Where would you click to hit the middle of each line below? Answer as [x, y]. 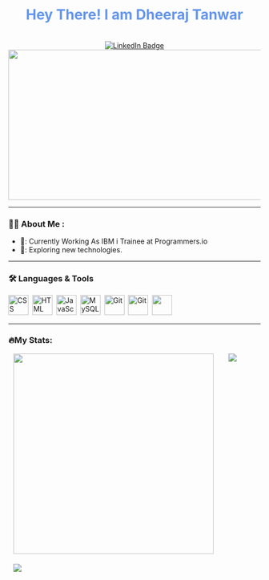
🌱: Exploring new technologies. [71, 250]
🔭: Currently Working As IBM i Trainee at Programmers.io [114, 241]
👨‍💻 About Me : [37, 224]
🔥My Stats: [30, 340]
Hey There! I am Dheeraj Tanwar [134, 15]
